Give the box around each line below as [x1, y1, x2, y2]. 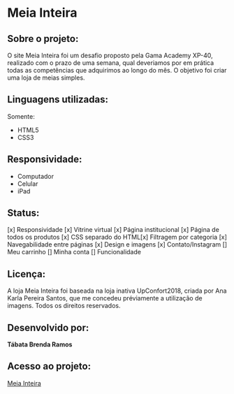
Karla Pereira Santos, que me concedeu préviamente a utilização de [7, 294, 203, 302]
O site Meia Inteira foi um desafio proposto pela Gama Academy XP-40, [7, 51, 213, 59]
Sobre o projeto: [7, 33, 79, 45]
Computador [17, 172, 54, 180]
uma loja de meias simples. [7, 73, 85, 82]
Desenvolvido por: [7, 321, 89, 333]
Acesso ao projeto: [7, 360, 92, 372]
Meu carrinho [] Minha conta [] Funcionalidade [7, 248, 142, 256]
